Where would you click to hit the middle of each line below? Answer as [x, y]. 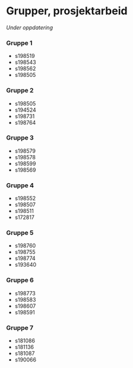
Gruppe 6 [20, 280]
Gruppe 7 [20, 327]
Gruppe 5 [20, 233]
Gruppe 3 [20, 138]
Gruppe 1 [19, 43]
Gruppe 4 [20, 185]
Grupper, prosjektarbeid [67, 11]
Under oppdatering [30, 27]
